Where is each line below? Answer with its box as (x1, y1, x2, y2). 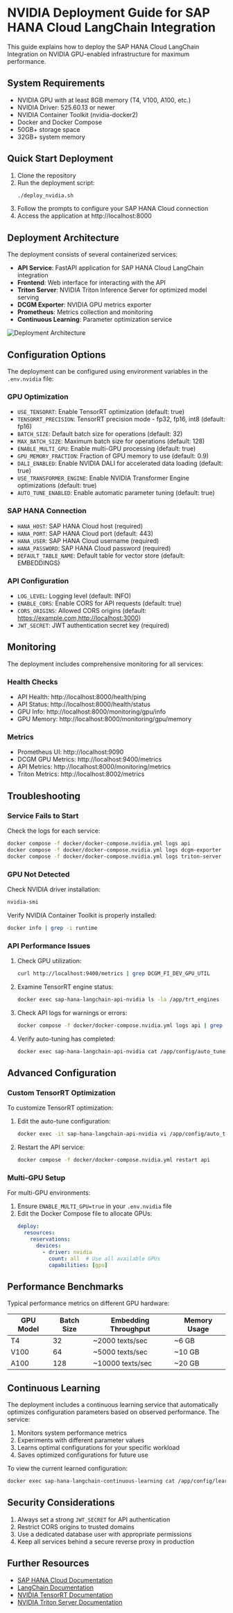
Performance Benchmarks (7, 1281, 123, 1293)
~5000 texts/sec (92, 1347, 148, 1357)
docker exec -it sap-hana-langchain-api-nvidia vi (17, 1130, 167, 1138)
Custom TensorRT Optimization (7, 1087, 116, 1097)
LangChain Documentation (17, 1583, 94, 1592)
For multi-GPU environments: (7, 1189, 91, 1197)
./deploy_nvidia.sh (17, 192, 74, 199)
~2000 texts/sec (92, 1336, 148, 1346)
